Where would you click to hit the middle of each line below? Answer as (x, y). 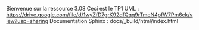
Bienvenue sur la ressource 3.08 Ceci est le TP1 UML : (73, 9)
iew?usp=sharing (27, 21)
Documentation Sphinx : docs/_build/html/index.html (114, 21)
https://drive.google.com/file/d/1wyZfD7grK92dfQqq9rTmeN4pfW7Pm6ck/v (99, 15)
